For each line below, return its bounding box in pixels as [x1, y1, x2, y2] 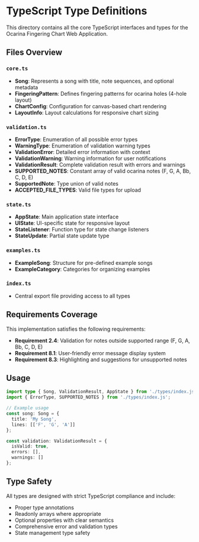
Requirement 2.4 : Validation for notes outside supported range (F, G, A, [14, 337, 191, 344]
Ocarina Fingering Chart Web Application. [6, 30, 108, 37]
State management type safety [14, 529, 91, 536]
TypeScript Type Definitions [6, 4, 147, 18]
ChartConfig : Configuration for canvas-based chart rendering [14, 102, 167, 109]
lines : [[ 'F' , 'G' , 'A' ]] [11, 421, 76, 428]
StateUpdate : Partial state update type [14, 232, 110, 239]
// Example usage [6, 405, 49, 411]
